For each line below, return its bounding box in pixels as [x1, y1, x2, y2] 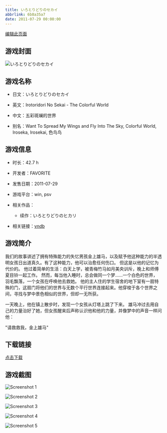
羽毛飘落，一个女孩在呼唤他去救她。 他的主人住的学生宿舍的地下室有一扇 [5, 278, 155, 284]
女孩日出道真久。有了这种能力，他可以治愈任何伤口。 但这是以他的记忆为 [9, 259, 159, 265]
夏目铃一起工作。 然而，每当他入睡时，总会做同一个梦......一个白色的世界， [5, 272, 158, 278]
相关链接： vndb [12, 223, 45, 229]
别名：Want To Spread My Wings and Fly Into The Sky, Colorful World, [12, 123, 157, 129]
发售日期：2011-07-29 [12, 181, 58, 187]
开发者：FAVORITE [12, 170, 51, 176]
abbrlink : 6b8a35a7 [5, 12, 46, 17]
